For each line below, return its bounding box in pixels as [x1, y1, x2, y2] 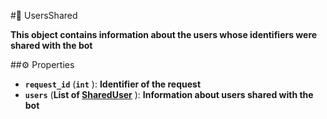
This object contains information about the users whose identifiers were [10, 29, 318, 40]
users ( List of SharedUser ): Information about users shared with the [24, 89, 314, 100]
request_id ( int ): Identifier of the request [24, 78, 202, 90]
